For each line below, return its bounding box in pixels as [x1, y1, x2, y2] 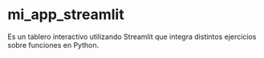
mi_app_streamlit [7, 6, 125, 24]
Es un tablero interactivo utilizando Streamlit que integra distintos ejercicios [7, 32, 257, 41]
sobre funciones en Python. [7, 40, 100, 49]
